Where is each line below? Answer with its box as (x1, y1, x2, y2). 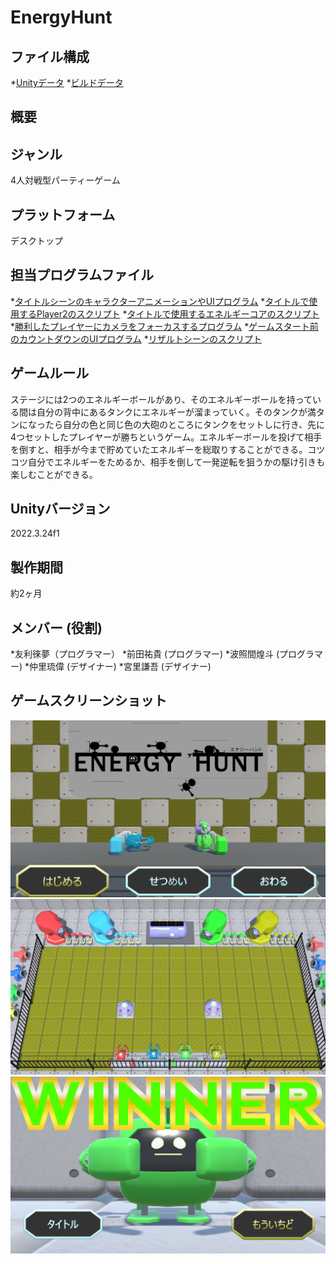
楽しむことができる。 (10, 468, 98, 480)
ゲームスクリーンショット (10, 692, 168, 710)
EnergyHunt (10, 6, 113, 29)
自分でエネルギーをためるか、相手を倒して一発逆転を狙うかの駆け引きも (27, 456, 326, 468)
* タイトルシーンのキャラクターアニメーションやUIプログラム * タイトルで (10, 295, 310, 307)
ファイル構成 (10, 48, 90, 65)
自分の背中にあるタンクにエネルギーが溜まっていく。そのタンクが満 (36, 406, 317, 418)
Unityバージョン (10, 501, 111, 518)
